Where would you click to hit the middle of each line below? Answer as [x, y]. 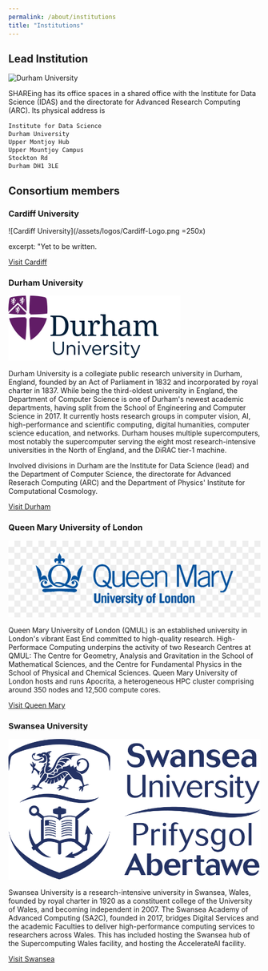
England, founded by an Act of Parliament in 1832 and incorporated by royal [133, 382]
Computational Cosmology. [53, 492]
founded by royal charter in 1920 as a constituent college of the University [130, 901]
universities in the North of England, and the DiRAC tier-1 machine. [118, 450]
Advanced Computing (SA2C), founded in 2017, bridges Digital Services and [134, 917]
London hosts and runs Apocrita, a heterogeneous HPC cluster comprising [131, 681]
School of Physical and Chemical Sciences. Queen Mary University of [123, 673]
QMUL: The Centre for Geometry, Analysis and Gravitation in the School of [131, 656]
